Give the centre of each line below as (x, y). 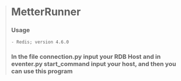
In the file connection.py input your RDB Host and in (86, 57)
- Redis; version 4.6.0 (40, 42)
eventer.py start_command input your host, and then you (93, 64)
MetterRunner (46, 12)
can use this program (42, 71)
